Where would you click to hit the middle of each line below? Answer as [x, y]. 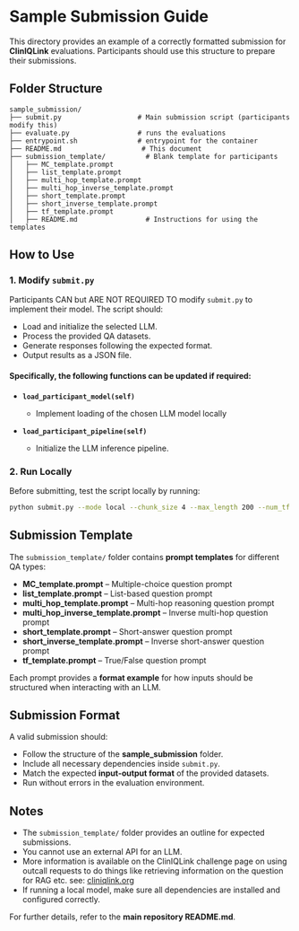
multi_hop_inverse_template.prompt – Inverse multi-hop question [145, 612]
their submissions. [43, 60]
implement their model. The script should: [86, 309]
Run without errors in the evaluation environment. [113, 783]
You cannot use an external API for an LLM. [102, 852]
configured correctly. [61, 900]
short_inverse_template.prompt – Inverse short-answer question [143, 641]
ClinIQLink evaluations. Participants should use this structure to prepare [142, 50]
